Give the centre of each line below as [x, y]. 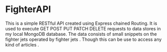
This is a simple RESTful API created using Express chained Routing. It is [81, 23]
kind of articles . [22, 44]
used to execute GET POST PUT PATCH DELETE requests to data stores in [83, 28]
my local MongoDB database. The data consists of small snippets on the [81, 34]
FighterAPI [28, 9]
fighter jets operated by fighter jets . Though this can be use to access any [83, 39]
